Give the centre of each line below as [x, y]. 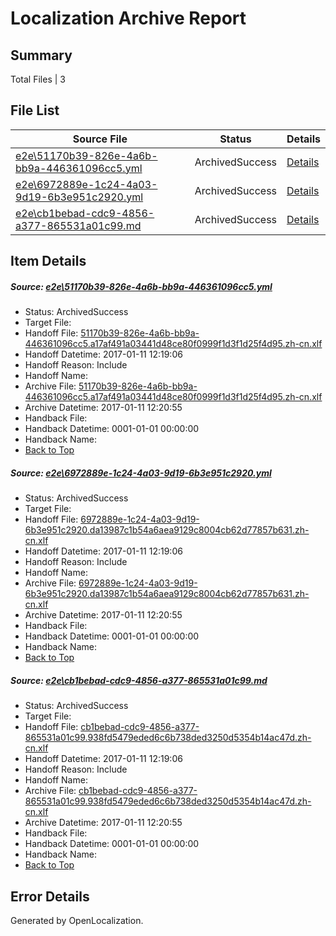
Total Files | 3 [38, 79]
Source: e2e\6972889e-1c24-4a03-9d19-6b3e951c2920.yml [141, 473]
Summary [41, 55]
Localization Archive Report [128, 18]
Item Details [48, 261]
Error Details [50, 896]
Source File [100, 139]
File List [35, 110]
